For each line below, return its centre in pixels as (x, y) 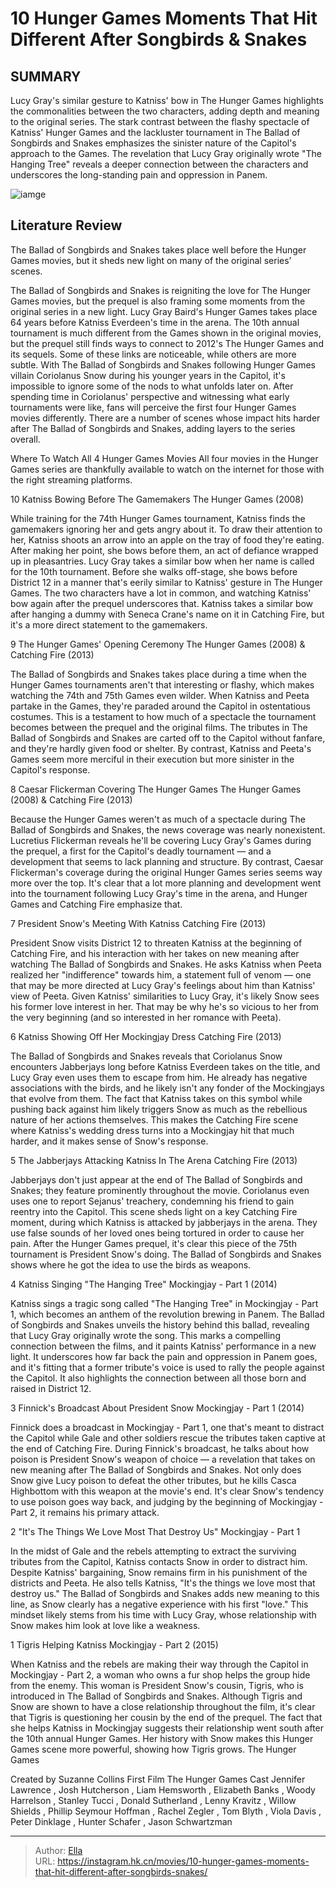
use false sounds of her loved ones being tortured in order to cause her (157, 1233)
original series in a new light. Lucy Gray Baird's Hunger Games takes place (164, 311)
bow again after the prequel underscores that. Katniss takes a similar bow (162, 603)
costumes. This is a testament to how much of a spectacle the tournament (163, 716)
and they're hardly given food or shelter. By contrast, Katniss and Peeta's (161, 748)
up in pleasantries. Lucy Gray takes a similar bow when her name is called (162, 561)
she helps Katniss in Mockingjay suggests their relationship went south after (167, 1728)
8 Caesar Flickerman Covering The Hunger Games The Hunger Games (156, 789)
